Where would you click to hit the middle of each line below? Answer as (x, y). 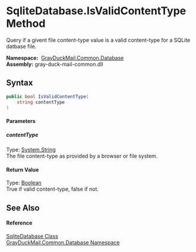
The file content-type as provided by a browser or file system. (82, 156)
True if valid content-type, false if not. (53, 189)
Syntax (20, 83)
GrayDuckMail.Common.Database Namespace (63, 242)
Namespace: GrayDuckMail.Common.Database (65, 58)
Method (26, 23)
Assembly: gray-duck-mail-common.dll (55, 64)
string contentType (41, 102)
